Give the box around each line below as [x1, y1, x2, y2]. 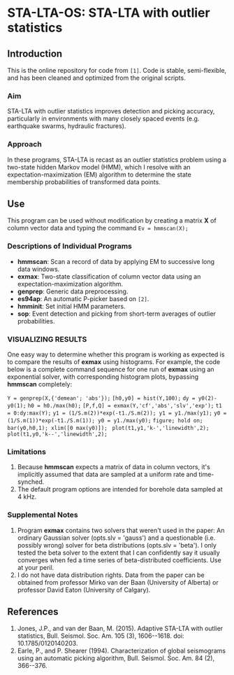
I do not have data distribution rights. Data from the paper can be [17, 571, 205, 579]
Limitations [7, 447, 47, 457]
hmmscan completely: [7, 380, 73, 388]
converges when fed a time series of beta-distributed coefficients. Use [17, 555, 221, 564]
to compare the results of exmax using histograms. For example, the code [7, 358, 221, 366]
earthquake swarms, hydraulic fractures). [7, 122, 126, 130]
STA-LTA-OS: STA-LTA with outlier [7, 5, 211, 21]
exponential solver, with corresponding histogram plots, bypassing [7, 373, 199, 381]
